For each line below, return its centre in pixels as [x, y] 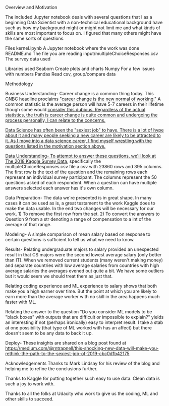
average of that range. [29, 224]
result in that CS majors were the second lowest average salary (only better [83, 255]
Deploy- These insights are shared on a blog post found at [66, 343]
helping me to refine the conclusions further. [51, 369]
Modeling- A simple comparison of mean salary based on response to [78, 234]
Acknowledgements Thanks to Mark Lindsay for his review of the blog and [82, 363]
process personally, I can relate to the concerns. [55, 120]
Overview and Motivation [31, 7]
